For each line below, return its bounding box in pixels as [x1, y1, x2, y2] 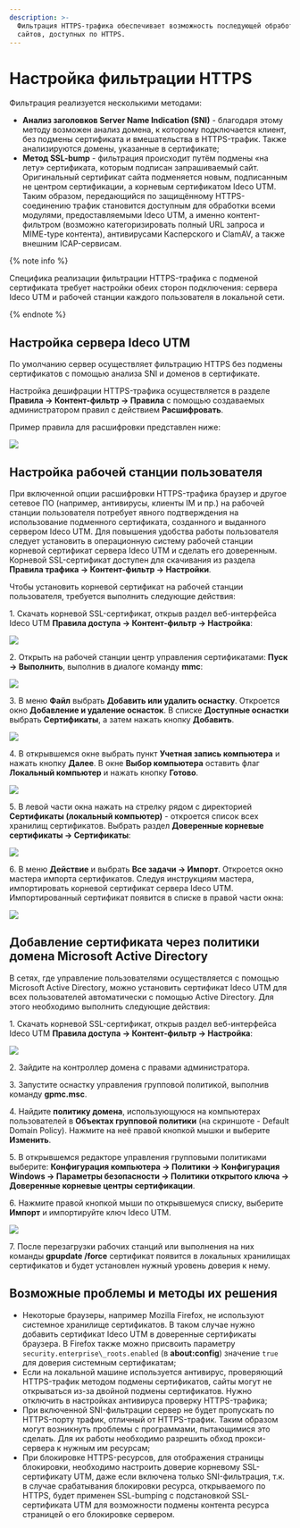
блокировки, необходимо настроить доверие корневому [21, 1461, 241, 1472]
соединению [21, 200, 71, 211]
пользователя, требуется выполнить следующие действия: [9, 590, 237, 601]
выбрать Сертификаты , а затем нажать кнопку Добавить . [9, 714, 235, 724]
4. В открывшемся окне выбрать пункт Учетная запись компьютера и [9, 747, 280, 759]
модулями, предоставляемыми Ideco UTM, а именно [21, 210, 226, 221]
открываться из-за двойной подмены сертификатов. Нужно [21, 1385, 253, 1396]
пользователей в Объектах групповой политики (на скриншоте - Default [9, 1115, 290, 1126]
